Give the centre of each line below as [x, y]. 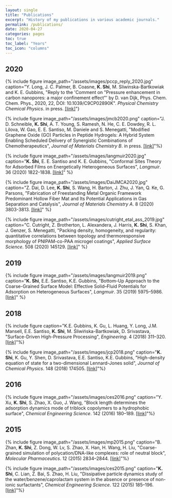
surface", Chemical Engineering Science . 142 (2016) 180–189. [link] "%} [80, 413]
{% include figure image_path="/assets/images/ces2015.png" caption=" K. [84, 468]
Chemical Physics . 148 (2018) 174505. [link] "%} [56, 368]
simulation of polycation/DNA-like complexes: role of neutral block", [94, 453]
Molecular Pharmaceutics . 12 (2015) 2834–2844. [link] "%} [67, 458]
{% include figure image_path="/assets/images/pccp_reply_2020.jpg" [79, 81]
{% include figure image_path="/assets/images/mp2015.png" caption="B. [83, 442]
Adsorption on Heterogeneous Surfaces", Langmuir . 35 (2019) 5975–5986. [84, 292]
